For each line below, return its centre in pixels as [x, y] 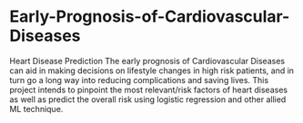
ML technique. [36, 109]
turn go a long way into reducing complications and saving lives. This [139, 80]
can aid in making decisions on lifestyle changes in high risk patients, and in [151, 71]
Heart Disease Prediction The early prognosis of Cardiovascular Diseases [147, 61]
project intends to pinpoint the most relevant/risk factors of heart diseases [149, 90]
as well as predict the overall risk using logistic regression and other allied [148, 99]
